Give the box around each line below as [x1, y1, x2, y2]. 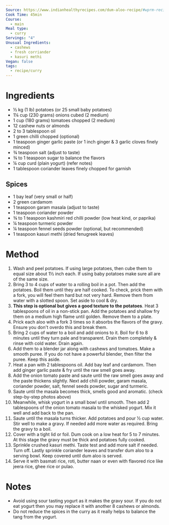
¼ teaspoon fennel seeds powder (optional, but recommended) [13, 225, 144, 232]
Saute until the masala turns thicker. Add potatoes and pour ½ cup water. [13, 415, 164, 421]
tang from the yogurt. [13, 513, 57, 519]
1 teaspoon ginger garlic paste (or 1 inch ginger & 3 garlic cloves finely [13, 139, 158, 145]
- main [10, 21, 24, 27]
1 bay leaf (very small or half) [13, 193, 73, 200]
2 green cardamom [13, 199, 53, 205]
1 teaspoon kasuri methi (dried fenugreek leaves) [13, 231, 114, 237]
